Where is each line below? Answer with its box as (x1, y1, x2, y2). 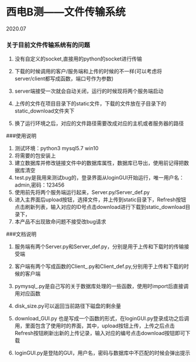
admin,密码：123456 (14, 181, 65, 188)
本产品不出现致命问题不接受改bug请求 (14, 218, 106, 225)
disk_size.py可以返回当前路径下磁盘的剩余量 (14, 303, 121, 310)
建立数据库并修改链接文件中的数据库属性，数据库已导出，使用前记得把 (14, 160, 184, 167)
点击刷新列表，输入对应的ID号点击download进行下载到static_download (14, 204, 185, 211)
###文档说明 (6, 231, 37, 238)
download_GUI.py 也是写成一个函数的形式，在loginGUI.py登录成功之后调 (14, 315, 190, 322)
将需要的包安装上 (14, 152, 56, 159)
